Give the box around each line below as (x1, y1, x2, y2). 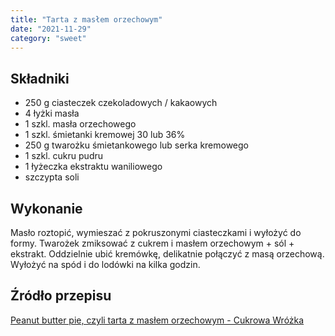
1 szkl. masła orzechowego (24, 118, 137, 130)
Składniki (10, 70, 70, 87)
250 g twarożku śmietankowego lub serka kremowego (24, 139, 250, 151)
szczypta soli (24, 171, 80, 183)
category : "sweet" (10, 33, 87, 43)
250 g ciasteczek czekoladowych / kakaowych (24, 97, 218, 109)
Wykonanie (10, 200, 83, 217)
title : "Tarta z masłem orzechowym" (10, 14, 163, 25)
